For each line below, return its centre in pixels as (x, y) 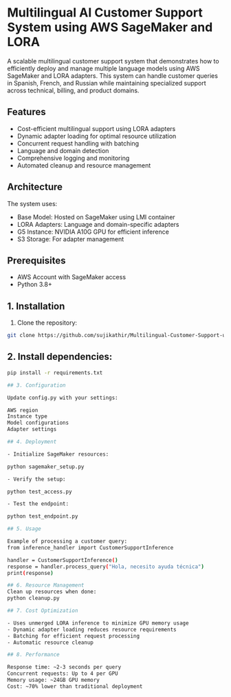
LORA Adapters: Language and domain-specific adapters (98, 224)
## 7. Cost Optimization (43, 611)
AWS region (23, 410)
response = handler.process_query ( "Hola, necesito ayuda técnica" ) (106, 567)
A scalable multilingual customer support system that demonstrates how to (113, 61)
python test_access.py (40, 492)
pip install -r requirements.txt (55, 373)
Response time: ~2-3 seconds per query (64, 667)
